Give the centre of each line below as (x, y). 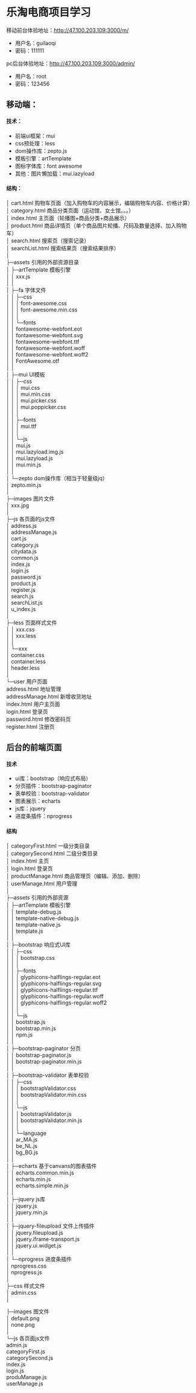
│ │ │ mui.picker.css (31, 400)
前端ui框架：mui (35, 136)
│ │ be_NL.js (22, 1146)
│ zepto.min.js (24, 485)
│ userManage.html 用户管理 (42, 883)
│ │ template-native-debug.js (43, 918)
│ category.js (23, 545)
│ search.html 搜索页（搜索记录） (48, 240)
